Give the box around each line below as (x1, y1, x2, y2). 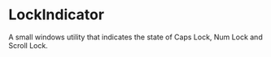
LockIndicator (8, 6, 104, 24)
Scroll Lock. (8, 40, 49, 50)
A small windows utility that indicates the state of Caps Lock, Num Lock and (8, 32, 263, 42)
